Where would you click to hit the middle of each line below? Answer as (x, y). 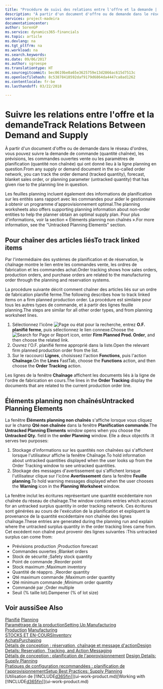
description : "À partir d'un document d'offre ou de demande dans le (77, 14)
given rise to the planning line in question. (47, 184)
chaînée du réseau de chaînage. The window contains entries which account (81, 501)
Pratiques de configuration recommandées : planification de (65, 666)
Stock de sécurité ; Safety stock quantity (52, 557)
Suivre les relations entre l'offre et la (80, 114)
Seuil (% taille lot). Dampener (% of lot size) (55, 593)
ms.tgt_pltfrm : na (24, 46)
